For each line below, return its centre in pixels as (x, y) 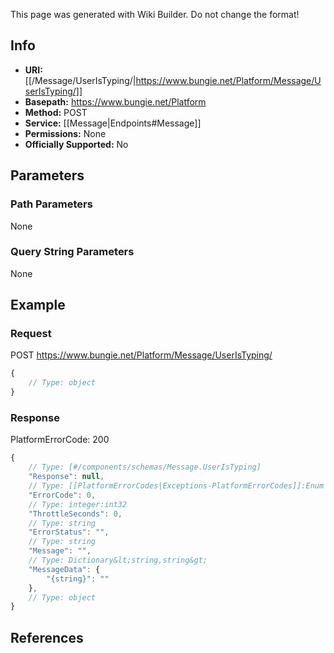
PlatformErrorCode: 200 (60, 440)
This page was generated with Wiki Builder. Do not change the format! (155, 14)
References (47, 637)
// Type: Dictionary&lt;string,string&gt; (118, 560)
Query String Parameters (72, 252)
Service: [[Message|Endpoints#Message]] (113, 123)
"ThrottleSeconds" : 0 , (75, 514)
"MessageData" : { (64, 569)
